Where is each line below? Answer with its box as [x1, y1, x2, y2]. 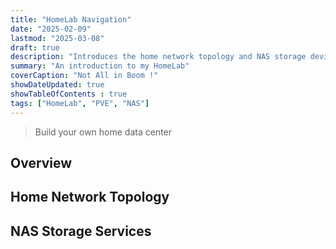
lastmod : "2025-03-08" [10, 33, 105, 43]
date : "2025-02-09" [10, 24, 92, 34]
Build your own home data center [34, 126, 173, 138]
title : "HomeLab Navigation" [10, 14, 132, 25]
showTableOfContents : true [10, 89, 128, 99]
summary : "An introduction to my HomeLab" [10, 61, 190, 71]
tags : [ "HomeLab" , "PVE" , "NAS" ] [10, 98, 150, 108]
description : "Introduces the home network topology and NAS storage [10, 52, 307, 62]
